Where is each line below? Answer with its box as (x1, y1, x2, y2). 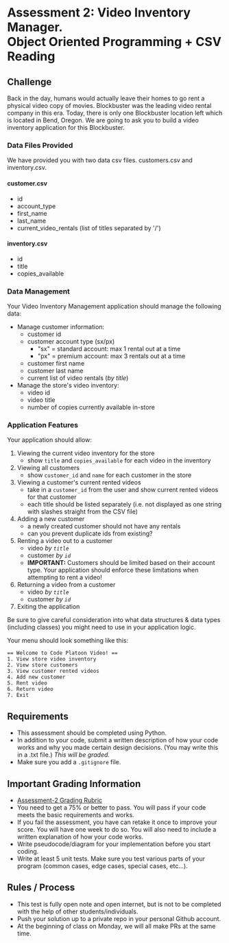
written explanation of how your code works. (16, 832, 144, 841)
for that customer (27, 493, 77, 501)
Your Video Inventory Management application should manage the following (7, 302, 221, 310)
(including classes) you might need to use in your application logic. (7, 623, 196, 632)
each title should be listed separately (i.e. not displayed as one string (27, 500, 221, 509)
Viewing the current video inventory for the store (16, 449, 155, 458)
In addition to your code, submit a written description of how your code (16, 736, 218, 744)
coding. (16, 847, 39, 855)
